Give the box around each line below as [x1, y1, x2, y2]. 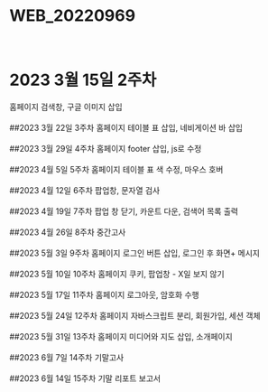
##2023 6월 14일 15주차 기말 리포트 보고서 [9, 372, 161, 384]
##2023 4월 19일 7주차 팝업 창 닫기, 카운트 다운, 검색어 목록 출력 [9, 205, 239, 217]
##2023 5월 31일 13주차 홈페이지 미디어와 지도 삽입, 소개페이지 [9, 331, 233, 341]
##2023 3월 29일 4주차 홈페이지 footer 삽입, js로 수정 [9, 143, 202, 154]
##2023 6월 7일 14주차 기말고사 [9, 351, 125, 362]
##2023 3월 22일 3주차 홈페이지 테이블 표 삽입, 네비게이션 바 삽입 [9, 122, 244, 133]
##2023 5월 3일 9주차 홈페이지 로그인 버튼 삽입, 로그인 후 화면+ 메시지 [9, 247, 260, 258]
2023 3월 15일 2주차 [9, 70, 157, 90]
